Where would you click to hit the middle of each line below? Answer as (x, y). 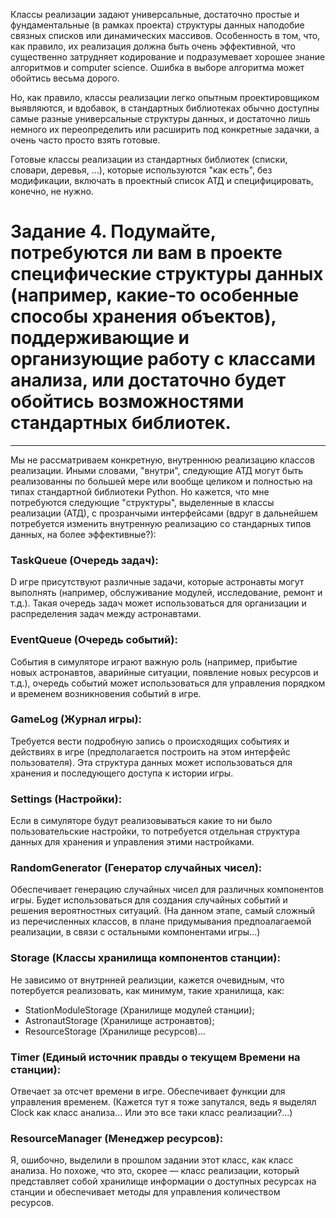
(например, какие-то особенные (155, 295)
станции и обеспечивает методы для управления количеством (145, 1192)
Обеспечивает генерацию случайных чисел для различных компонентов (167, 890)
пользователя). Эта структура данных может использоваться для (151, 762)
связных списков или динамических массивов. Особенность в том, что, (165, 35)
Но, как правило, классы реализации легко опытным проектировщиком (165, 97)
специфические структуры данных (167, 274)
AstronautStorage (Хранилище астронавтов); (119, 1020)
